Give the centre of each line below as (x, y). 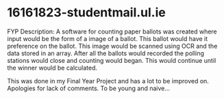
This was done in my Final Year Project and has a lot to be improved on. (108, 81)
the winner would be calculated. (52, 68)
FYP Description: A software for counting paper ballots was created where (112, 31)
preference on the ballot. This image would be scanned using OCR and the (112, 46)
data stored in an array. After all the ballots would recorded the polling (105, 53)
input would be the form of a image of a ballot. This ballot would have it (108, 38)
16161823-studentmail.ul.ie (86, 13)
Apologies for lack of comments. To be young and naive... (88, 88)
